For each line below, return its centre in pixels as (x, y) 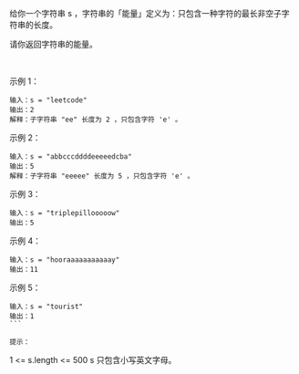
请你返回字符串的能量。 (53, 44)
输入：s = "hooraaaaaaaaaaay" (65, 260)
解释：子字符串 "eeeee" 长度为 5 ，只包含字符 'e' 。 (102, 176)
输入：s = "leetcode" (48, 100)
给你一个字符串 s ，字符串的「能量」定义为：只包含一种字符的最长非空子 (146, 13)
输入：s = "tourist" (46, 306)
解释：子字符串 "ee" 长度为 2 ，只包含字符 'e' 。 (96, 119)
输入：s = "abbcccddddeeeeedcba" (71, 157)
